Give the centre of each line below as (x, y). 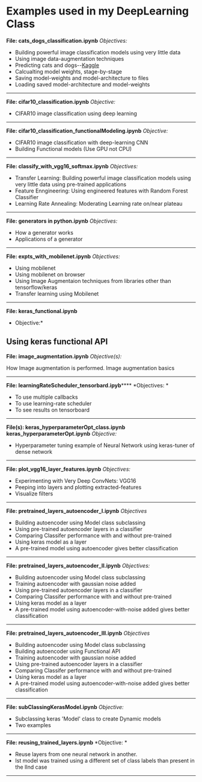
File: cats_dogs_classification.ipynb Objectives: (67, 40)
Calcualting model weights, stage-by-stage (68, 71)
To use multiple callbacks (46, 397)
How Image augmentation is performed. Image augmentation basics (90, 368)
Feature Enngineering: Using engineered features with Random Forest (101, 191)
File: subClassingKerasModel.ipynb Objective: (65, 707)
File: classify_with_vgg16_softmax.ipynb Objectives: (72, 166)
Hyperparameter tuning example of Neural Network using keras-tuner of (105, 445)
